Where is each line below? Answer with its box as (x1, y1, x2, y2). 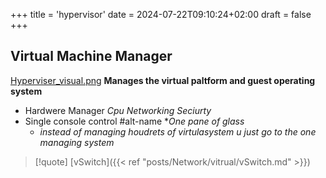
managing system (39, 136, 115, 148)
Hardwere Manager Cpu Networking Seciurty (24, 104, 212, 116)
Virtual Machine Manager (10, 48, 173, 65)
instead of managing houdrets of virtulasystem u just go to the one (39, 125, 317, 138)
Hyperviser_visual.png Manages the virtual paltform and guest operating (10, 74, 316, 86)
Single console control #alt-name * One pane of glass (24, 115, 245, 127)
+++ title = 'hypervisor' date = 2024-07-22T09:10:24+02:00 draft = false (10, 9, 312, 20)
